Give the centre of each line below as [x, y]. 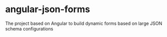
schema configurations [29, 28]
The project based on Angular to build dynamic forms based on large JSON [84, 23]
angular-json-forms [48, 9]
